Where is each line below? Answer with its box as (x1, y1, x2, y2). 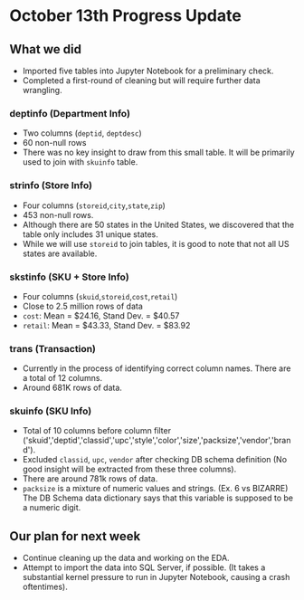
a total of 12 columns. (22, 373, 102, 384)
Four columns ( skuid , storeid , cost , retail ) (22, 290, 178, 301)
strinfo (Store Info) (9, 179, 93, 192)
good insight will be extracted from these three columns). (22, 463, 237, 475)
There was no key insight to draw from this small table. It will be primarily (22, 147, 295, 158)
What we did (9, 42, 81, 57)
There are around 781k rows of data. (22, 473, 158, 484)
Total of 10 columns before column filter (22, 425, 172, 436)
